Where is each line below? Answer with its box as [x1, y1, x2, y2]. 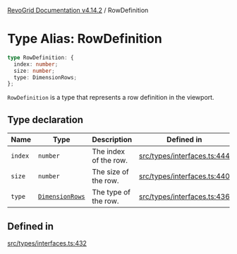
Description [92, 134, 133, 144]
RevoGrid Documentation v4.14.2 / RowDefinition [7, 6, 149, 14]
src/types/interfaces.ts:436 [138, 192, 231, 202]
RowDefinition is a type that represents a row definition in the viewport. [7, 93, 214, 102]
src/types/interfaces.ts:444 [138, 151, 231, 161]
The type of [92, 187, 130, 197]
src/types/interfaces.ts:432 [7, 238, 87, 247]
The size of [92, 167, 129, 177]
